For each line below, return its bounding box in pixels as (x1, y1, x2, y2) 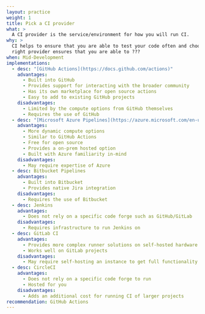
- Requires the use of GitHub (22, 111, 99, 117)
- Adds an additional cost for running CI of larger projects (22, 293, 184, 299)
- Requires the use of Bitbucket (22, 196, 108, 202)
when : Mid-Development (6, 54, 64, 60)
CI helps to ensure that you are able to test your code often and (12, 43, 187, 49)
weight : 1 (6, 15, 32, 21)
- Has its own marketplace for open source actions (22, 89, 157, 95)
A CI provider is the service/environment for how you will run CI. (12, 32, 190, 38)
